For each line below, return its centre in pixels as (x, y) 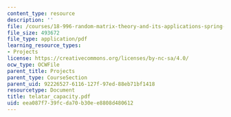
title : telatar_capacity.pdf (49, 97)
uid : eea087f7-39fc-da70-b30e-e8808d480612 (70, 103)
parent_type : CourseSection (47, 77)
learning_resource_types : (44, 45)
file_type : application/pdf (47, 39)
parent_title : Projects (41, 71)
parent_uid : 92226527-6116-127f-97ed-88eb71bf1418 (81, 84)
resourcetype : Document (41, 90)
